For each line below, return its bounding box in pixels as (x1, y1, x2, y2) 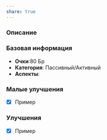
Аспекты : (14, 70, 40, 77)
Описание (6, 28, 37, 36)
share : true (6, 8, 36, 15)
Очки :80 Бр (14, 58, 45, 65)
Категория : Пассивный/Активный (14, 63, 101, 71)
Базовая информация (6, 44, 73, 52)
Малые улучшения (6, 85, 64, 93)
